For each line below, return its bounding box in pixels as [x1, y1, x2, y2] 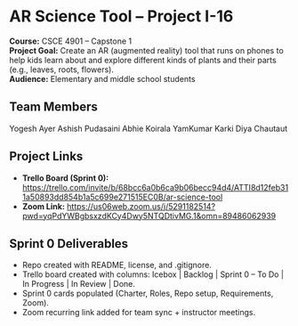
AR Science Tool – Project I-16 [9, 6, 234, 27]
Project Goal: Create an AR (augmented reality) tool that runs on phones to [9, 45, 285, 55]
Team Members [9, 100, 98, 115]
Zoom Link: [21, 200, 65, 211]
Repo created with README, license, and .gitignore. [21, 260, 212, 271]
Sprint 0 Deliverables [9, 236, 129, 251]
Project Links [9, 149, 84, 164]
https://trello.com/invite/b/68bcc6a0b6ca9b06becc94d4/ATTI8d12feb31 [21, 182, 289, 192]
